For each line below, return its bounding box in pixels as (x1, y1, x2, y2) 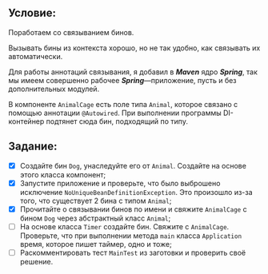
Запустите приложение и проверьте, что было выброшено (19, 178, 221, 188)
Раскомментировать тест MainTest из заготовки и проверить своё (19, 248, 246, 257)
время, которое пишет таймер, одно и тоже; (19, 239, 172, 248)
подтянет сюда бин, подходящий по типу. (46, 116, 188, 126)
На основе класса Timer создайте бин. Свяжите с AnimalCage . (19, 221, 230, 231)
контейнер (8, 116, 45, 126)
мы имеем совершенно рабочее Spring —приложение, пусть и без (8, 75, 238, 85)
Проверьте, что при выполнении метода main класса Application (19, 231, 242, 240)
